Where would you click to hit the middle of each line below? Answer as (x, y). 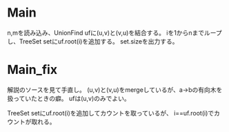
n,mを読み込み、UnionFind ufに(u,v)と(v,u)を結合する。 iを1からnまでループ (114, 32)
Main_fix (32, 70)
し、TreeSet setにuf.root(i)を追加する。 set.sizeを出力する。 (93, 41)
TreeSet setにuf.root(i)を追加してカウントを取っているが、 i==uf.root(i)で (111, 113)
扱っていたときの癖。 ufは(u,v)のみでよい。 (69, 98)
